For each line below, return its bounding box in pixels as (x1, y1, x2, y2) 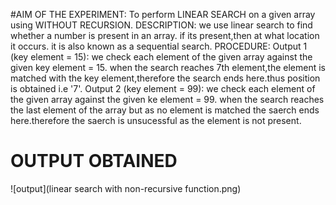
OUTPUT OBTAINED (10, 150, 178, 173)
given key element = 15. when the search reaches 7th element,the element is (10, 62, 326, 73)
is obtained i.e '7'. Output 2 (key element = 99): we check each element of (10, 83, 316, 94)
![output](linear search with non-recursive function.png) (10, 182, 242, 194)
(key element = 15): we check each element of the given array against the (10, 51, 313, 63)
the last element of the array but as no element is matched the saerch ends (10, 104, 320, 116)
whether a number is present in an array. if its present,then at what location (10, 30, 320, 41)
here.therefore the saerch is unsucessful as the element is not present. (10, 115, 302, 126)
